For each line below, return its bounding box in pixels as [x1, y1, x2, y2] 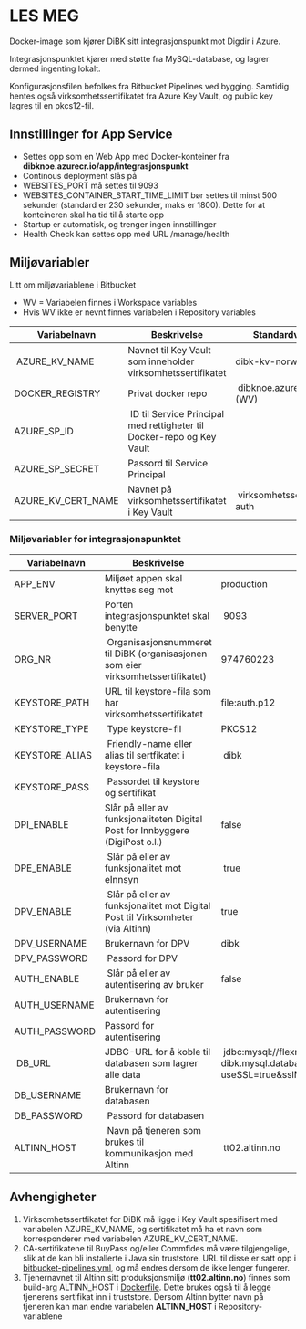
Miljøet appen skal [104, 571, 183, 584]
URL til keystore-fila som [104, 685, 211, 697]
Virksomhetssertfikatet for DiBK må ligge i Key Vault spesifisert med [22, 1213, 278, 1224]
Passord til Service [127, 456, 208, 469]
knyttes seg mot [104, 583, 174, 596]
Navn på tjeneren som [107, 1124, 202, 1136]
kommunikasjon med [104, 1146, 194, 1159]
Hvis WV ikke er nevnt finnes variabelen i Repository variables [22, 307, 257, 318]
